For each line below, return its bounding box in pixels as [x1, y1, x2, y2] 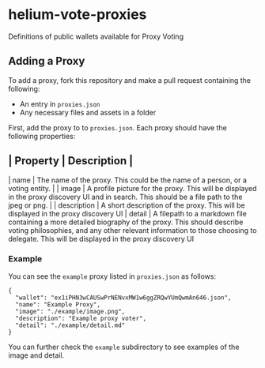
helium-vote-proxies [8, 6, 147, 24]
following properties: [8, 131, 76, 141]
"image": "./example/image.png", [15, 307, 126, 315]
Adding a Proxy [8, 54, 85, 68]
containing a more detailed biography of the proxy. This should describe [8, 217, 244, 227]
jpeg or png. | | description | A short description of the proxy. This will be [8, 200, 245, 210]
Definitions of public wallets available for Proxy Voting [8, 32, 184, 41]
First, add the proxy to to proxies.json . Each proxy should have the [8, 122, 227, 132]
